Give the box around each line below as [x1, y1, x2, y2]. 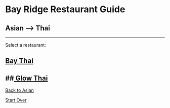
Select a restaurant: [5, 42, 47, 48]
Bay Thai [5, 57, 34, 65]
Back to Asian [5, 87, 34, 93]
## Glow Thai [5, 74, 48, 82]
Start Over [5, 97, 27, 103]
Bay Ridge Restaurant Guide [5, 4, 125, 15]
